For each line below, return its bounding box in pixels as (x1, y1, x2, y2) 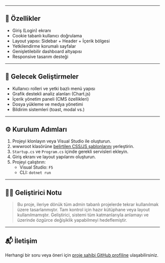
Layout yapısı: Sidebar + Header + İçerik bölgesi (12, 38, 110, 44)
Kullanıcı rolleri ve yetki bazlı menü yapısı (12, 86, 96, 91)
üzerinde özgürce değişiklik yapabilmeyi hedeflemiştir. (17, 217, 128, 223)
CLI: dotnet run (19, 170, 52, 175)
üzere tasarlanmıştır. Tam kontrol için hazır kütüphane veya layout (17, 207, 150, 213)
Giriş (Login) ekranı (12, 28, 52, 33)
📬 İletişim (5, 236, 38, 245)
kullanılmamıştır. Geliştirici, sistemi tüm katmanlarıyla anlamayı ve (17, 212, 149, 218)
